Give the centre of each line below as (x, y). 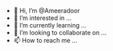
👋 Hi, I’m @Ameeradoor (47, 11)
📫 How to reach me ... (45, 40)
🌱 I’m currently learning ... (50, 25)
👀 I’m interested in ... (42, 18)
